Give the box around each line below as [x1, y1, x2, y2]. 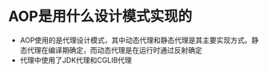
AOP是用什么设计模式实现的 [8, 7, 193, 26]
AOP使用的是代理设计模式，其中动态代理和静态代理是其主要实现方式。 [19, 35, 252, 45]
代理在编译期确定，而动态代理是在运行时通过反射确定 [26, 45, 202, 54]
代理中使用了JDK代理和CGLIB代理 [19, 55, 132, 65]
